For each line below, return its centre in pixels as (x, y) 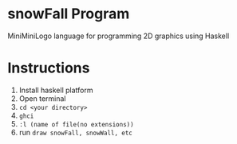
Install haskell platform (56, 90)
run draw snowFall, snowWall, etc (76, 132)
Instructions (49, 68)
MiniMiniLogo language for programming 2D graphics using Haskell (118, 36)
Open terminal (42, 98)
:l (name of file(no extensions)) (76, 124)
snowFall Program (69, 14)
